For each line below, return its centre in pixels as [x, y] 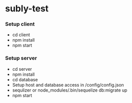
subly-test [27, 9]
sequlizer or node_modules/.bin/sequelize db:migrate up [70, 90]
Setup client [20, 24]
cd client [21, 35]
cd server [22, 69]
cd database [25, 79]
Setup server [21, 58]
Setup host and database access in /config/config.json [68, 85]
